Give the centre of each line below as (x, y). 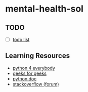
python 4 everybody (34, 68)
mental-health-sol (44, 9)
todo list (21, 39)
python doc (25, 78)
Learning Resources (37, 56)
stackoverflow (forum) (36, 84)
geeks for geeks (30, 73)
